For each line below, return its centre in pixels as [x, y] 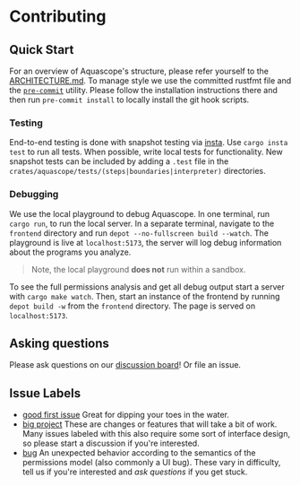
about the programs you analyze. [70, 252]
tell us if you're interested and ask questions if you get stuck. [135, 472]
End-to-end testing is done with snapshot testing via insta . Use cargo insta [149, 143]
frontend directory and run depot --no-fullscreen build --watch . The [139, 233]
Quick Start [42, 50]
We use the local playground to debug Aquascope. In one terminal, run [140, 213]
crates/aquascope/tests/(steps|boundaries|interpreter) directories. [137, 171]
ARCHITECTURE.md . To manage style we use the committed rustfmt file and [150, 81]
